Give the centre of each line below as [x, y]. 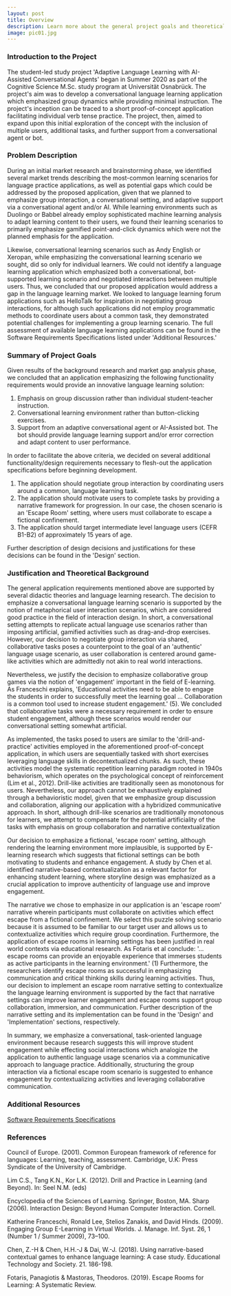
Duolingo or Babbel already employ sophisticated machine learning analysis [114, 214]
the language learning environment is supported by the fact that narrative [111, 993]
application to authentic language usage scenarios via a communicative [109, 1057]
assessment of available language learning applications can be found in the [114, 330]
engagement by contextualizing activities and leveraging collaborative [106, 1079]
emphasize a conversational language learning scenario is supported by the [114, 603]
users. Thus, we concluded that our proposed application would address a [112, 286]
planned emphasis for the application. [61, 236]
